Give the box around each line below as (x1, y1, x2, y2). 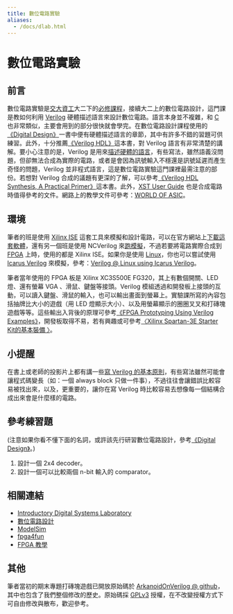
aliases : (7, 17, 33, 24)
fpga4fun (17, 532, 44, 541)
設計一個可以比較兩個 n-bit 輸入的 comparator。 (17, 467, 155, 475)
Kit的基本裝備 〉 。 (7, 326, 57, 334)
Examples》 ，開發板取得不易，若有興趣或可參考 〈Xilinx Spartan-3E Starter (7, 317, 218, 326)
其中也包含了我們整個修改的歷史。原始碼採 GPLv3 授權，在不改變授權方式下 (7, 590, 224, 599)
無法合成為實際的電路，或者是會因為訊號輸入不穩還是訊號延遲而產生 (31, 157, 226, 165)
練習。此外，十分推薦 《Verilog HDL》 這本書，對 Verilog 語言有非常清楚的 (7, 139, 217, 148)
